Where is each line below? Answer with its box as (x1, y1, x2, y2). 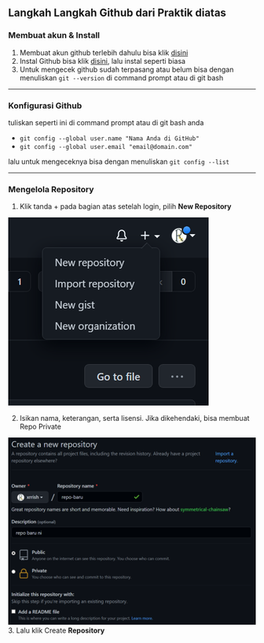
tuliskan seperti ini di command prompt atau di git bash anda (8, 117, 204, 127)
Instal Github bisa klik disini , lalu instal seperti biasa (19, 56, 186, 65)
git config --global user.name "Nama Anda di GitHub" (19, 134, 200, 143)
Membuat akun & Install (8, 30, 101, 41)
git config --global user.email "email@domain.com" (19, 143, 192, 151)
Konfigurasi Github (8, 100, 82, 111)
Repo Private (19, 422, 61, 432)
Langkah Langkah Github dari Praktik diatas (8, 6, 226, 20)
